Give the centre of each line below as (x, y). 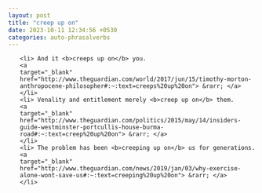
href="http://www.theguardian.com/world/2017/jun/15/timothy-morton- (136, 79)
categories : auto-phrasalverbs (59, 37)
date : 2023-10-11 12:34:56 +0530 (63, 30)
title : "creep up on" (44, 23)
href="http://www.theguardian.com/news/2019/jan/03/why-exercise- (130, 169)
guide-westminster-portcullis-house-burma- (92, 127)
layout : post (29, 15)
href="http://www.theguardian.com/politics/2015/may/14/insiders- (130, 121)
